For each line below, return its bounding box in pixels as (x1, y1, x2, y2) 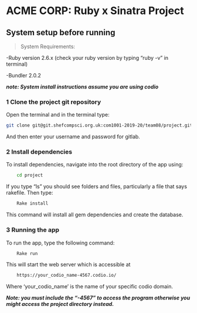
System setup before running (6, 28, 116, 38)
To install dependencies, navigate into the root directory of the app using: (6, 161, 184, 168)
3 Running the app (6, 226, 60, 234)
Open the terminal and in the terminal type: (6, 111, 110, 118)
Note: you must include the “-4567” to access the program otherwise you (6, 294, 191, 301)
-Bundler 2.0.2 (6, 72, 41, 79)
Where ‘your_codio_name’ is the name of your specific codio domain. (6, 283, 174, 290)
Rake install (16, 200, 49, 206)
